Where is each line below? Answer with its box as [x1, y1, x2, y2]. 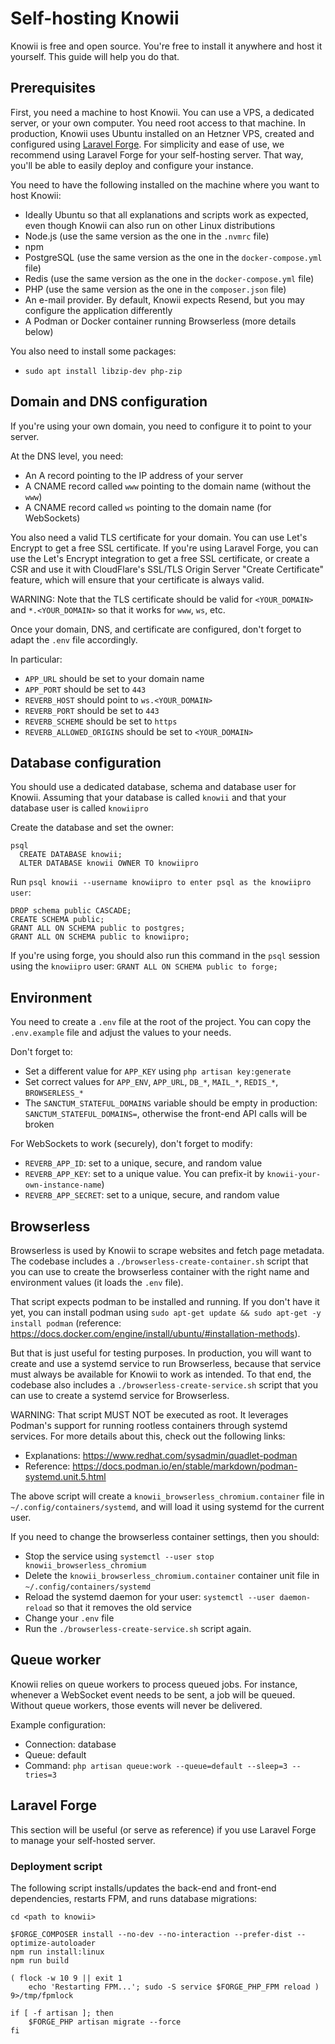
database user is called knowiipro [10, 802, 149, 814]
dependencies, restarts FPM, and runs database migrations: [10, 1892, 258, 1904]
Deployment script [10, 1859, 103, 1873]
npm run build [10, 1955, 70, 1966]
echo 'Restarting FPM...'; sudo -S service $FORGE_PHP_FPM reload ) [28, 1982, 320, 1992]
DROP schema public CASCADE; [10, 906, 132, 916]
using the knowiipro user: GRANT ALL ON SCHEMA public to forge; [10, 960, 278, 972]
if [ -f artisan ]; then [10, 2008, 114, 2018]
